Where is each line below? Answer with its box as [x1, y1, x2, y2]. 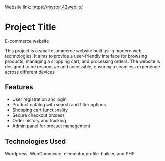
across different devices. [5, 69, 56, 75]
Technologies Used [5, 137, 66, 146]
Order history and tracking [12, 117, 66, 123]
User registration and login [12, 96, 67, 102]
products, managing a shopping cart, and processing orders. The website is [5, 58, 160, 64]
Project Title [5, 22, 56, 33]
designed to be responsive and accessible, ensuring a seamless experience [5, 63, 160, 69]
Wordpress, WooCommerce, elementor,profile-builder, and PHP [5, 150, 135, 156]
